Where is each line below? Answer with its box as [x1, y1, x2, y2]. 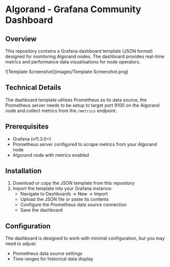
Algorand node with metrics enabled [12, 152, 89, 158]
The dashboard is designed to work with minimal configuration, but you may [5, 235, 165, 242]
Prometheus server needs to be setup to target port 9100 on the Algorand [5, 102, 160, 108]
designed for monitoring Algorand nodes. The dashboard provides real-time [5, 53, 164, 59]
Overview [5, 35, 37, 43]
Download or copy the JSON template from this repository [12, 180, 135, 186]
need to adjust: [5, 241, 37, 247]
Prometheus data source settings [12, 250, 82, 257]
